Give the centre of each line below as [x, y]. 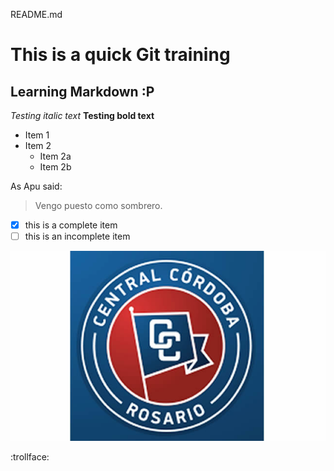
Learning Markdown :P [82, 91]
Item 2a [55, 156]
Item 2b [55, 167]
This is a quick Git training [120, 55]
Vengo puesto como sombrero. [98, 205]
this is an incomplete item [77, 236]
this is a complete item [71, 225]
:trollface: [30, 456]
